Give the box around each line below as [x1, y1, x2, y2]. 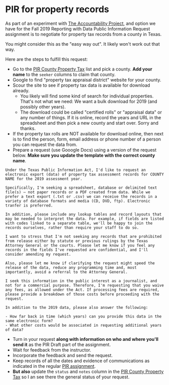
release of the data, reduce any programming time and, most [5, 265, 137, 270]
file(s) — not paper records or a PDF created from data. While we [5, 189, 151, 195]
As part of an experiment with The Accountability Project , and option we [5, 20, 156, 26]
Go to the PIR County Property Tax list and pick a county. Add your [12, 66, 153, 72]
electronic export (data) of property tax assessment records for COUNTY [5, 171, 164, 177]
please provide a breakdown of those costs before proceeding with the [5, 292, 159, 297]
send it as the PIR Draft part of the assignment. [12, 341, 111, 347]
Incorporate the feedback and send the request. [12, 352, 113, 358]
